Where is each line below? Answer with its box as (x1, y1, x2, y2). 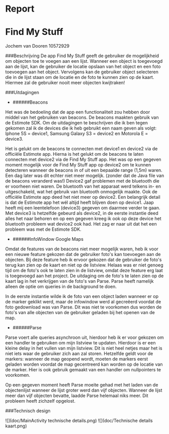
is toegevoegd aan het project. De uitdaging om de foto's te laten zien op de (5, 273, 164, 279)
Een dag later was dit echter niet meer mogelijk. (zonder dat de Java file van (5, 172, 164, 179)
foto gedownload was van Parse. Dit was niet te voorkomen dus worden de (5, 304, 162, 310)
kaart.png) (5, 423, 27, 429)
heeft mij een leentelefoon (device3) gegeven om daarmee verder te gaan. (5, 205, 160, 211)
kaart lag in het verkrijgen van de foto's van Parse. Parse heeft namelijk (5, 278, 154, 284)
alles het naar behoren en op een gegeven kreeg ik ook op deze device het (5, 215, 161, 222)
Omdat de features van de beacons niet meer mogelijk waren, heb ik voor (5, 246, 158, 252)
